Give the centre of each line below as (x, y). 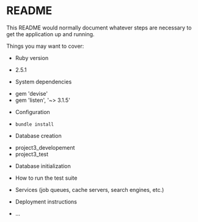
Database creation (38, 136)
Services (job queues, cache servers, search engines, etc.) (90, 189)
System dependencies (43, 82)
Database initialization (43, 166)
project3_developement (45, 147)
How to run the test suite (46, 178)
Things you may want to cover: (45, 46)
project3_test (32, 154)
